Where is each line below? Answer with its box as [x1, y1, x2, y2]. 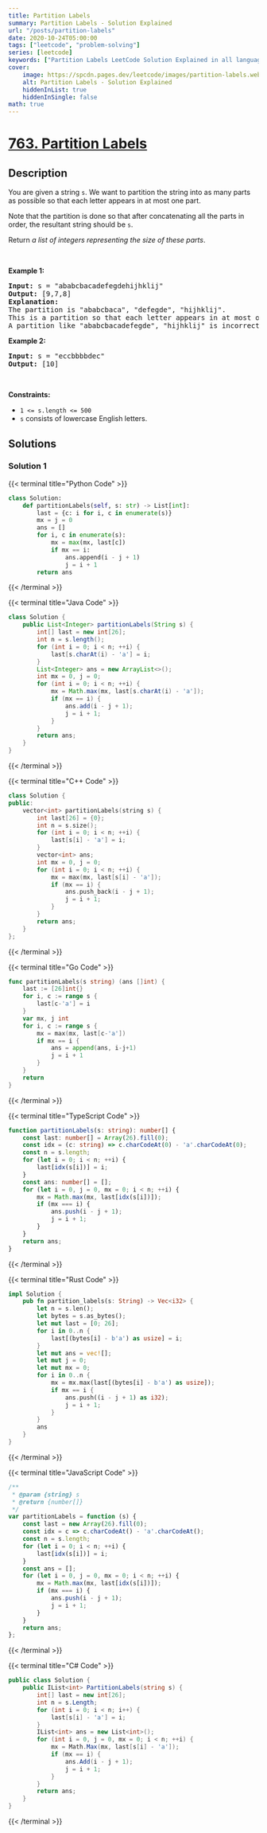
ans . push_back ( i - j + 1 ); [64, 888, 155, 896]
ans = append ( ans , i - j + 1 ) [50, 1044, 137, 1052]
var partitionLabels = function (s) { [8, 1513, 137, 1521]
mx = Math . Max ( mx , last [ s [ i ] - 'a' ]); [50, 1743, 180, 1751]
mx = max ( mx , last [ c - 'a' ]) [37, 1029, 126, 1037]
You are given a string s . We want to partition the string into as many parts [8, 188, 251, 197]
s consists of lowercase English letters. [19, 414, 148, 423]
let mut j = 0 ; [37, 1356, 87, 1365]
